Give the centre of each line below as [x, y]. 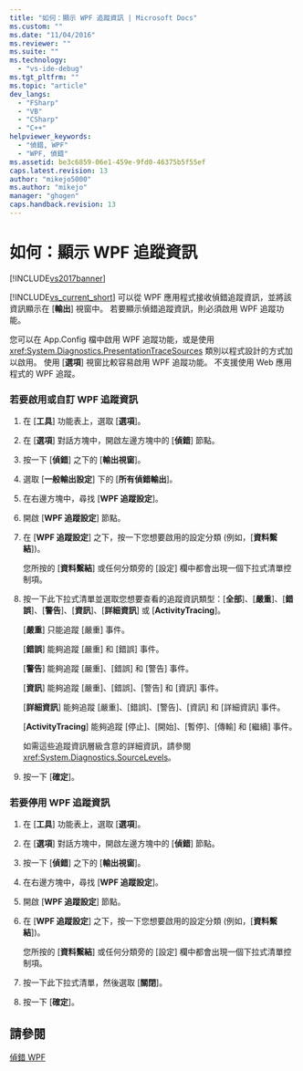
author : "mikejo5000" [51, 179]
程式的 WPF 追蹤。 [45, 373]
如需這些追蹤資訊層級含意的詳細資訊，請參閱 [107, 746]
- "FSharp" [38, 103]
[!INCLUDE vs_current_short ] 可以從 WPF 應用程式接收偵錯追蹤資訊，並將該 [151, 296]
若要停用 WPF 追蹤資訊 [60, 803]
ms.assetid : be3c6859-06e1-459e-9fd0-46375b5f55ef [108, 162]
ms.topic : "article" [49, 86]
